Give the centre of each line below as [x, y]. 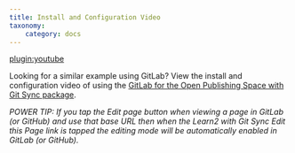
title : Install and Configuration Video [85, 17]
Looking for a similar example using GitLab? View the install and [126, 76]
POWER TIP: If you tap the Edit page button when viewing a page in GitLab [147, 112]
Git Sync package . [43, 95]
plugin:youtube [37, 59]
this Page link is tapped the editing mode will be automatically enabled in [143, 131]
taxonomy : [28, 26]
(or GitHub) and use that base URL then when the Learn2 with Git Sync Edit [147, 121]
